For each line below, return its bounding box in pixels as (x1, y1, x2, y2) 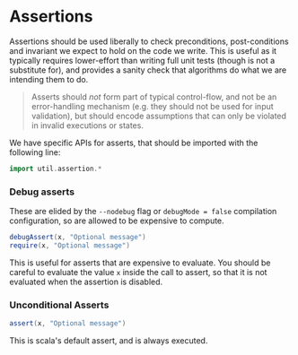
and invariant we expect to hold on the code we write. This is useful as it (9, 45, 276, 56)
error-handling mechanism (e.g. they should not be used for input (31, 100, 274, 111)
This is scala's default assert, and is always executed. (9, 335, 208, 346)
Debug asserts (9, 186, 74, 198)
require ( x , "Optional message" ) (9, 240, 130, 250)
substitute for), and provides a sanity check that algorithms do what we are (9, 65, 287, 75)
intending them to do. (9, 74, 89, 84)
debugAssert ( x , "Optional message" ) (9, 233, 146, 242)
